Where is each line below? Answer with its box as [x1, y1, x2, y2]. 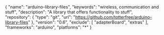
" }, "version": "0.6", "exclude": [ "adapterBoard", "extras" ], [28, 19, 148, 25]
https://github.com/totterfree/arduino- [75, 14, 152, 20]
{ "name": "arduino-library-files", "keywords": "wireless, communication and [5, 4, 159, 10]
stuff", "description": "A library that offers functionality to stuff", [5, 9, 133, 15]
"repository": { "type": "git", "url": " [5, 14, 76, 20]
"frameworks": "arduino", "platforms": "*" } [5, 24, 92, 30]
